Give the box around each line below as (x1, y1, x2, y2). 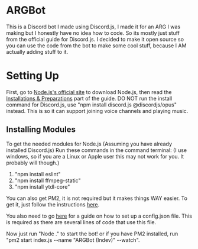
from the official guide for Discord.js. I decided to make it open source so (6, 35, 184, 43)
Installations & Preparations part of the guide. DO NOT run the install (6, 95, 173, 102)
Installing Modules (6, 125, 76, 135)
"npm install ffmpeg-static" (14, 177, 81, 184)
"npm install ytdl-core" (14, 183, 70, 190)
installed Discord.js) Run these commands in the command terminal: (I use (6, 146, 187, 154)
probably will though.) (6, 159, 60, 166)
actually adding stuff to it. (6, 48, 69, 55)
